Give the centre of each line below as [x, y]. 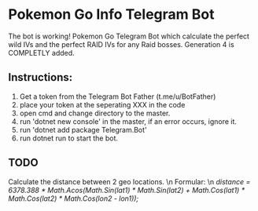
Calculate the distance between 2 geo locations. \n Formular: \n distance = [129, 181]
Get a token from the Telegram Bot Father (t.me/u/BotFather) [118, 96]
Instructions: [41, 77]
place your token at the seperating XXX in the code [102, 104]
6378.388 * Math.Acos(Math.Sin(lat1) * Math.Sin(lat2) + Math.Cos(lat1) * [127, 190]
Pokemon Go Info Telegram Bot [111, 15]
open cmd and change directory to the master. [95, 113]
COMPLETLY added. [41, 53]
